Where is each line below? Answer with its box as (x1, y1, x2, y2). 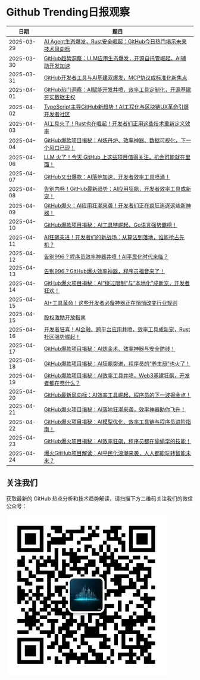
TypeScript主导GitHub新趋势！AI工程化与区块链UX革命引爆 (43, 103, 189, 110)
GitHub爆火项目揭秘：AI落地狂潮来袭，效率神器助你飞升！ (43, 406, 186, 413)
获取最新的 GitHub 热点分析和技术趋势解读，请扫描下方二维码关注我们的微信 (6, 494, 193, 502)
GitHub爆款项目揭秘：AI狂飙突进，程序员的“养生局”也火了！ (43, 360, 190, 367)
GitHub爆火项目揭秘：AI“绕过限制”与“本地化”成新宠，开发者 (43, 280, 190, 287)
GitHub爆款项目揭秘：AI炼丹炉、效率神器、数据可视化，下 (43, 137, 186, 144)
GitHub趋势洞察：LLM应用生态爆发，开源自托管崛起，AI (43, 54, 182, 61)
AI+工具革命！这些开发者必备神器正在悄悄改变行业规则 (43, 299, 177, 306)
